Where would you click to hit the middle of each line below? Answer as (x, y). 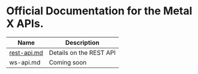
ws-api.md (25, 62)
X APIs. (25, 24)
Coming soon (68, 62)
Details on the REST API (82, 53)
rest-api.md (26, 53)
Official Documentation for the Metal (99, 11)
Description (82, 42)
